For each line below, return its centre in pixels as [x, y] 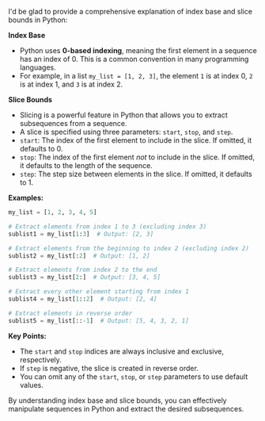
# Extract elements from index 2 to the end [83, 270]
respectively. [40, 359]
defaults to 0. [41, 149]
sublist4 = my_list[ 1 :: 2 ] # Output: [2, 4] [83, 299]
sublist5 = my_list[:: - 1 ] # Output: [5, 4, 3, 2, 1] [99, 320]
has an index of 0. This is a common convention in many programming [134, 59]
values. [31, 385]
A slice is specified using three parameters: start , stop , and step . [126, 132]
